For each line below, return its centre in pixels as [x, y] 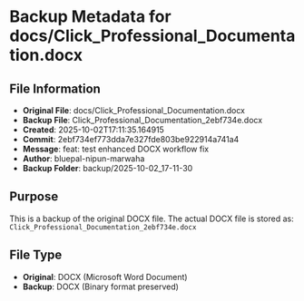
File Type [36, 255]
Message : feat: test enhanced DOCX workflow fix [116, 149]
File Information [55, 88]
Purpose [34, 197]
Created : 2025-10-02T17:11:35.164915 [93, 130]
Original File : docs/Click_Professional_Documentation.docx [134, 110]
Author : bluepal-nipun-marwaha [83, 159]
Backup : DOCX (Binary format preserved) [101, 286]
